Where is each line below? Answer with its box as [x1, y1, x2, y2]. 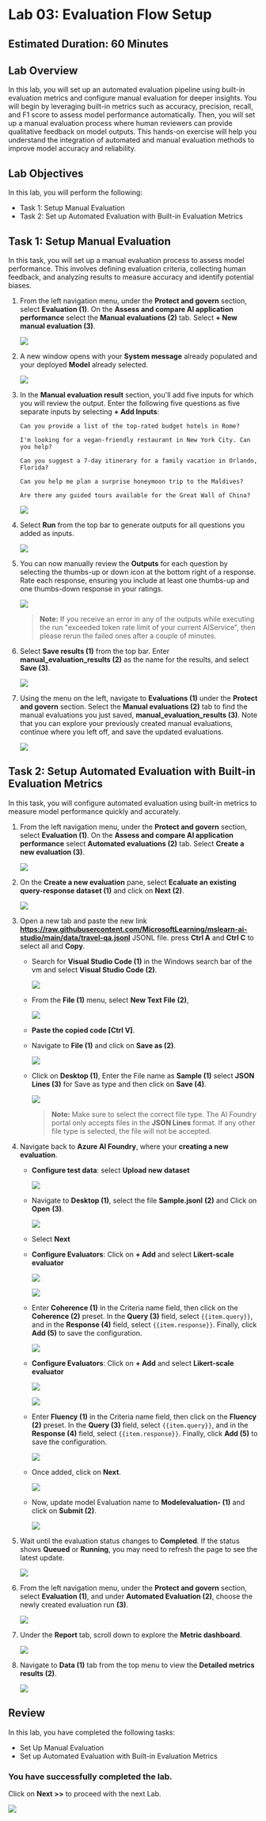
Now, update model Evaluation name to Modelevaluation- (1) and [31, 1497, 245, 1507]
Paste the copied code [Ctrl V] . [31, 1025, 135, 1035]
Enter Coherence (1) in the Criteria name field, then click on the [31, 1302, 239, 1312]
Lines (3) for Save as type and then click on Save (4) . [31, 1079, 207, 1089]
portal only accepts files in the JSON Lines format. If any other [51, 1118, 256, 1127]
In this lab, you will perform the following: [8, 188, 142, 197]
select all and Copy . [19, 941, 85, 951]
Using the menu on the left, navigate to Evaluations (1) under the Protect [19, 694, 258, 703]
